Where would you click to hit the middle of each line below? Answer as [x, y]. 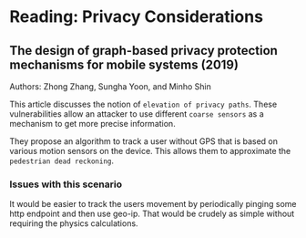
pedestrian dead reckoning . [62, 160]
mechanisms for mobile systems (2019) [124, 64]
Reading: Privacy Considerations [137, 17]
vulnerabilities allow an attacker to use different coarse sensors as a [137, 114]
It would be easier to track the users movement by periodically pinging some [153, 204]
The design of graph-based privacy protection [143, 51]
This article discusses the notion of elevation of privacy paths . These [143, 104]
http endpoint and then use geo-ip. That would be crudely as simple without [152, 214]
